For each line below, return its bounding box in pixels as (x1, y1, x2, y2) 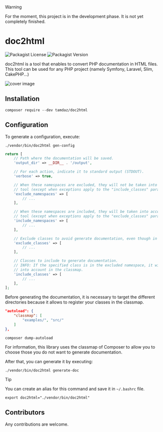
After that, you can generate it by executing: (5, 358, 93, 364)
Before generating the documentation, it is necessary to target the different (5, 294, 155, 300)
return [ (5, 151, 23, 157)
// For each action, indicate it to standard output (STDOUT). (14, 169, 145, 174)
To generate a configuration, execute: (5, 133, 81, 140)
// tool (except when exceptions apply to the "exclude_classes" (14, 214, 149, 219)
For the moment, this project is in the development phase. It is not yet (5, 14, 144, 19)
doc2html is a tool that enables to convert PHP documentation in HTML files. (5, 61, 158, 67)
